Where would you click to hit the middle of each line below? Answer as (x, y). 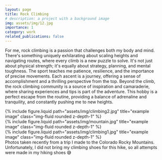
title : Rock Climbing (27, 14)
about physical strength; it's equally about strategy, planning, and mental (78, 65)
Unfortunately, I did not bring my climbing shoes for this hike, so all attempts (81, 147)
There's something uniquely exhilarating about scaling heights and (72, 55)
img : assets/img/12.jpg (29, 23)
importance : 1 (19, 28)
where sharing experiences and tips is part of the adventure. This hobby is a (81, 91)
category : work (20, 32)
